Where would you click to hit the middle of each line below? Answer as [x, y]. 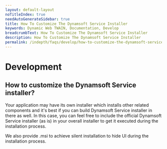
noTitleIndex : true [25, 14]
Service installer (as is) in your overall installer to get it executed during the [82, 121]
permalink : [16, 42]
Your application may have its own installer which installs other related [77, 105]
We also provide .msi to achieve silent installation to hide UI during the [77, 136]
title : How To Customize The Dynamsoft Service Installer [66, 24]
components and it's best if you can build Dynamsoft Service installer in [79, 110]
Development [34, 67]
